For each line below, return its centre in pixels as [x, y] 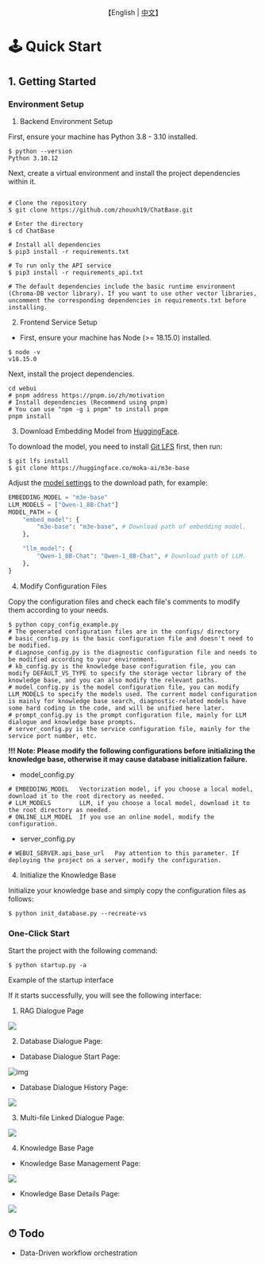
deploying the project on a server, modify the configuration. [115, 860]
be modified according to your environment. [83, 659]
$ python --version [40, 151]
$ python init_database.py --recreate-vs [78, 913]
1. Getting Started [52, 82]
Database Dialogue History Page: [74, 1087]
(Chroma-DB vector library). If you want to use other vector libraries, [133, 294]
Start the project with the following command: [83, 951]
